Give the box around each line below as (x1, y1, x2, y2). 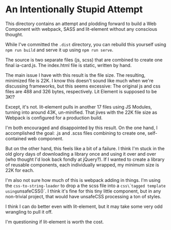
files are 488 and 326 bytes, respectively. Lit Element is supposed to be (5, 88, 157, 94)
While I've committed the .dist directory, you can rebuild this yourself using (5, 41, 166, 47)
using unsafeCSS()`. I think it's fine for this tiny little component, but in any (5, 188, 161, 194)
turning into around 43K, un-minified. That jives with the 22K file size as (5, 109, 158, 115)
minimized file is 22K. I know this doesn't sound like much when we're (5, 77, 154, 83)
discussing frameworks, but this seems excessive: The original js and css (5, 83, 161, 89)
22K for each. (5, 167, 34, 173)
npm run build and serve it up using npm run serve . (5, 47, 114, 53)
